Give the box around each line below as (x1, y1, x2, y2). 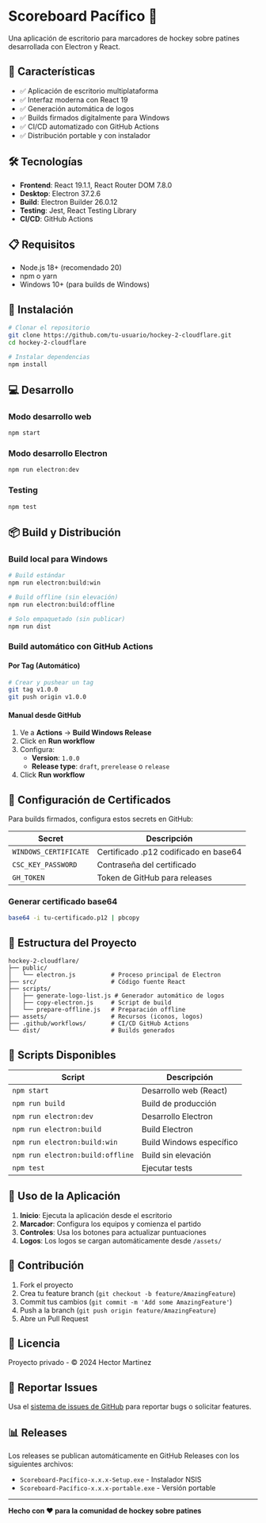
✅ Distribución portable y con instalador (19, 130, 151, 140)
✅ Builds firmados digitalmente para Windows (19, 113, 170, 122)
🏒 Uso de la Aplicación (8, 1189, 121, 1203)
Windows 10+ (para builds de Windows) (19, 280, 150, 289)
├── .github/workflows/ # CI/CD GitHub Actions (8, 1020, 190, 1028)
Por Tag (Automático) (8, 661, 81, 670)
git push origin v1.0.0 (8, 693, 87, 701)
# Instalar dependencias (8, 353, 90, 361)
